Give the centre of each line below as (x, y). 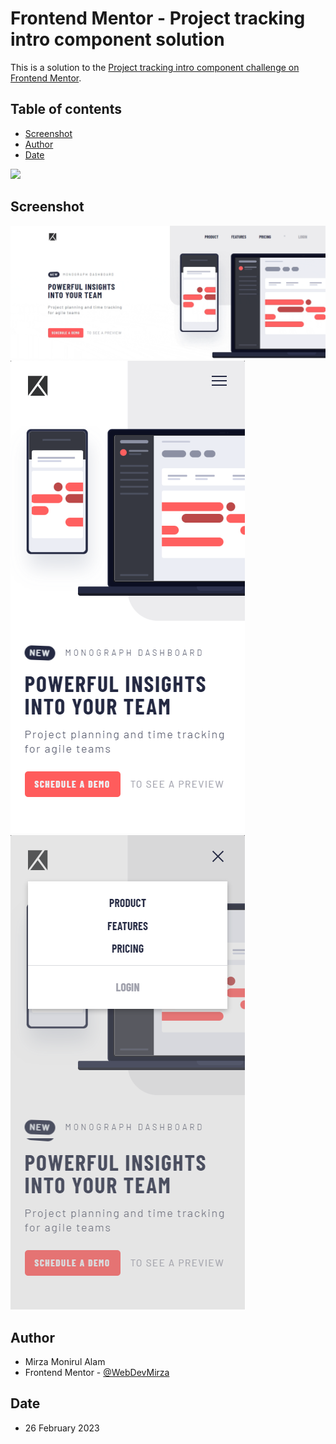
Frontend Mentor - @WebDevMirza (97, 1372)
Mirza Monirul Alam (65, 1361)
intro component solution (117, 39)
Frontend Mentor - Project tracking (158, 18)
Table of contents (66, 109)
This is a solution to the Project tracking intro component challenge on (155, 67)
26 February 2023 (62, 1428)
